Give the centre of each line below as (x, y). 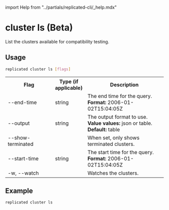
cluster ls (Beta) (39, 28)
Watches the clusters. (113, 173)
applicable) (69, 88)
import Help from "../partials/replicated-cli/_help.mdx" (61, 7)
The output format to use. (117, 117)
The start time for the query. (121, 152)
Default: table (104, 129)
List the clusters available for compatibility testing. (57, 41)
